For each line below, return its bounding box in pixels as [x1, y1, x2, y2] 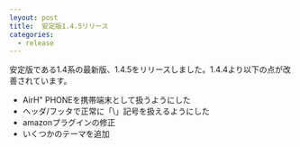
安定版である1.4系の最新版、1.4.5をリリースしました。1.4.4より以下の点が [9, 64, 284, 75]
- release [17, 38, 54, 48]
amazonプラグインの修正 [22, 117, 115, 128]
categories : [9, 30, 54, 39]
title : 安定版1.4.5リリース [9, 22, 109, 31]
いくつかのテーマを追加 [22, 128, 110, 140]
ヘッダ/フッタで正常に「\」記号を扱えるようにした [22, 106, 210, 117]
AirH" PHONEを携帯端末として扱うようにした [22, 95, 191, 106]
